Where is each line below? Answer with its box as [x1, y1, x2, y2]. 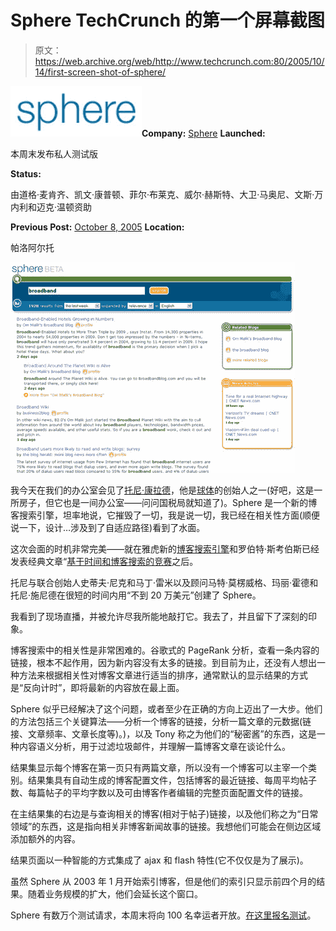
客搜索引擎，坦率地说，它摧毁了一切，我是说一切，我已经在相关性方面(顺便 [10, 509, 321, 521]
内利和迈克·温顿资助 [10, 201, 93, 213]
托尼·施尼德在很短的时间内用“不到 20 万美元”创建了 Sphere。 [10, 589, 262, 601]
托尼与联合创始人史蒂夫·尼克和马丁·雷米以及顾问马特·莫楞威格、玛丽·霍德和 [10, 576, 319, 588]
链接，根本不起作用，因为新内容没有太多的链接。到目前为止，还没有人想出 [10, 656, 317, 668]
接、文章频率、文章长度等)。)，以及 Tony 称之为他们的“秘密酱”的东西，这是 [10, 727, 317, 740]
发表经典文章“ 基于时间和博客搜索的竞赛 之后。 [10, 555, 199, 567]
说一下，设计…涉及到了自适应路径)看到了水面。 [10, 521, 206, 533]
